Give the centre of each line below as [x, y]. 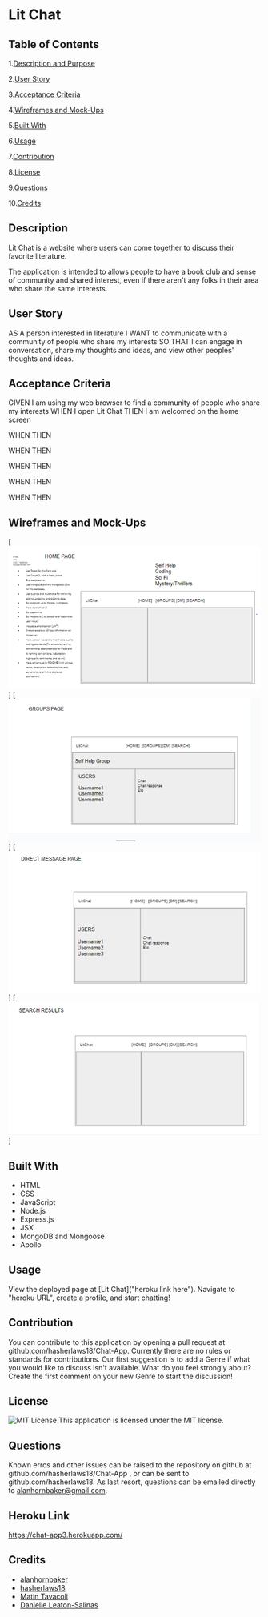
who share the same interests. [58, 288]
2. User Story [29, 79]
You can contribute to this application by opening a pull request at [117, 1342]
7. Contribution [31, 156]
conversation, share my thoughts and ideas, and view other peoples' [121, 350]
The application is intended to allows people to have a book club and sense [132, 271]
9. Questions [28, 187]
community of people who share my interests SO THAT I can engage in [125, 341]
